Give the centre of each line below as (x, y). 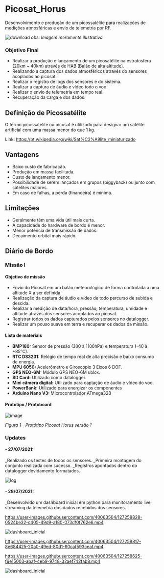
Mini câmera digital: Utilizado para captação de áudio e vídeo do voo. (83, 383)
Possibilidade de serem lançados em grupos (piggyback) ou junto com (83, 182)
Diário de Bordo (29, 251)
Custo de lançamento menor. (41, 177)
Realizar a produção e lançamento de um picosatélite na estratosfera (82, 61)
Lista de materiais (24, 335)
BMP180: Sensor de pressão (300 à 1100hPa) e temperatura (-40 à (80, 346)
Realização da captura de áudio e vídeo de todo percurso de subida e (82, 298)
